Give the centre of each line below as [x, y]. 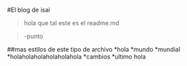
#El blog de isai [29, 10]
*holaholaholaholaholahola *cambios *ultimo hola [76, 56]
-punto [33, 36]
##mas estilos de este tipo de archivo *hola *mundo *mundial [94, 49]
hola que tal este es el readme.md [71, 23]
